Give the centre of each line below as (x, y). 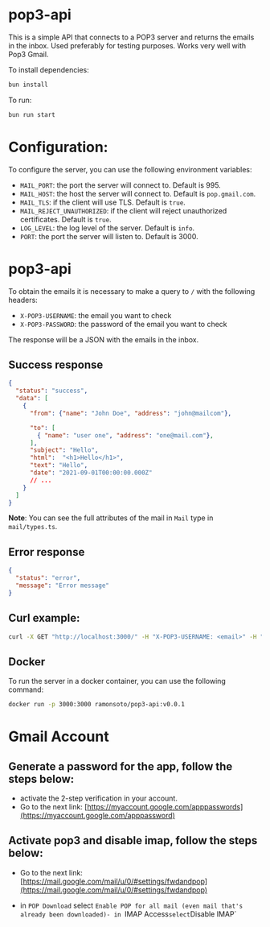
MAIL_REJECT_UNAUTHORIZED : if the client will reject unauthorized (123, 210)
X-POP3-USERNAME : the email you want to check (96, 315)
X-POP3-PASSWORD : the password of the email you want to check (123, 324)
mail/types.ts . (33, 527)
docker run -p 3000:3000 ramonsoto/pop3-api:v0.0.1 (96, 705)
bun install (28, 85)
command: (26, 689)
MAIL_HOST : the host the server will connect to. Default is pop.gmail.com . (138, 193)
